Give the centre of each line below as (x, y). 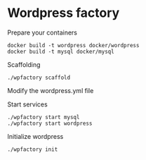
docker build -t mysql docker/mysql (61, 51)
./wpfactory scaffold (39, 78)
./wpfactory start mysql (44, 117)
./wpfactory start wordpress (50, 123)
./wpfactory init (33, 149)
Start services (27, 104)
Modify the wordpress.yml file (51, 90)
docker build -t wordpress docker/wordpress (73, 45)
